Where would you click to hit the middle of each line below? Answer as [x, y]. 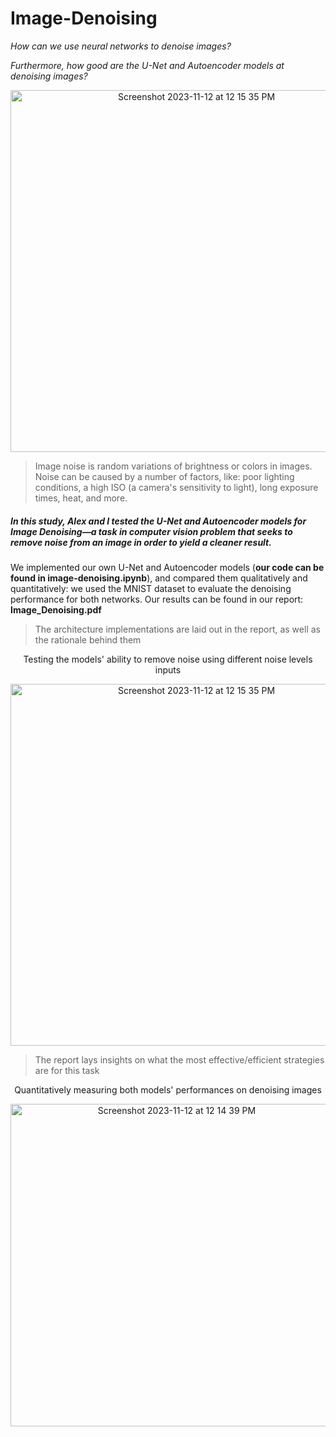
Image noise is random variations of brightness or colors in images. [173, 466]
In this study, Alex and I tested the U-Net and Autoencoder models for [158, 521]
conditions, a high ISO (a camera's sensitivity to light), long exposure [176, 487]
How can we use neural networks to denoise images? [121, 46]
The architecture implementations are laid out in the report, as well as [177, 629]
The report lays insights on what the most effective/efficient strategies [179, 1059]
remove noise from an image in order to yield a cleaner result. [141, 542]
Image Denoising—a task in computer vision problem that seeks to [151, 531]
